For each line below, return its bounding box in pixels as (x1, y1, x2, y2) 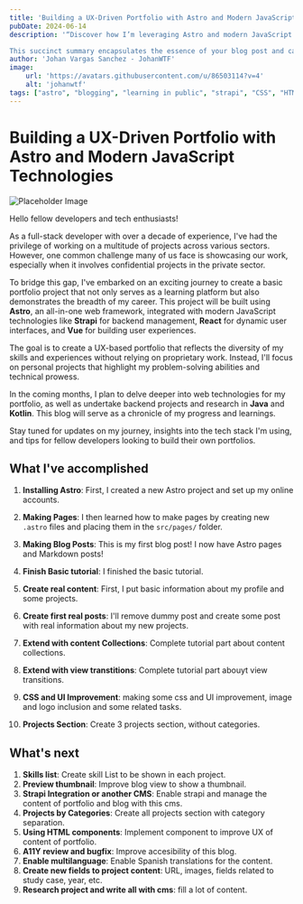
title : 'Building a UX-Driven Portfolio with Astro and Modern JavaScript (9, 13, 297, 23)
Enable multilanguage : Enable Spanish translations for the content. (22, 855, 273, 867)
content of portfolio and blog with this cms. (22, 798, 183, 809)
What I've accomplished (9, 461, 149, 476)
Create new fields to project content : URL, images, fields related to (22, 865, 274, 876)
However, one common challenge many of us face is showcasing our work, (9, 249, 289, 260)
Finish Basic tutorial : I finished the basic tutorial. (22, 566, 204, 577)
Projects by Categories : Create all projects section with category (22, 807, 266, 818)
